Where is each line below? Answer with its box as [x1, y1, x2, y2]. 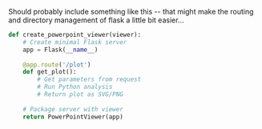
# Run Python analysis [37, 83, 113, 91]
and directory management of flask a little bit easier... [8, 15, 184, 25]
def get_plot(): [22, 68, 78, 76]
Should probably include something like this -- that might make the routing [8, 7, 254, 16]
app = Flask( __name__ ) [22, 46, 99, 54]
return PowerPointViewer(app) [22, 112, 124, 121]
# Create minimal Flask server [22, 38, 127, 46]
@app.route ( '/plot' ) [22, 60, 91, 69]
